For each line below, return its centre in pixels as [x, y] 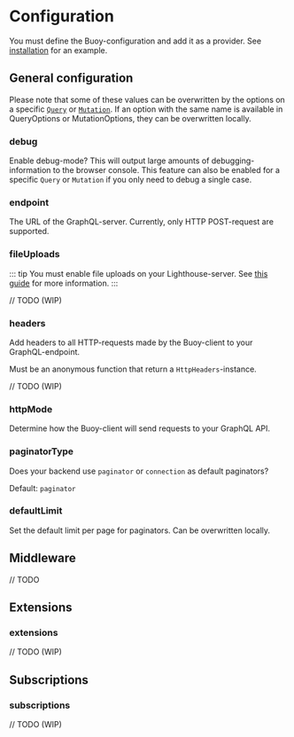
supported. [29, 231]
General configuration [71, 78]
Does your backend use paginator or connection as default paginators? [139, 471]
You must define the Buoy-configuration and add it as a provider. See [135, 41]
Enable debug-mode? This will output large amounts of [109, 161]
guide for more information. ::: [64, 283]
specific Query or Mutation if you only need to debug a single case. [131, 180]
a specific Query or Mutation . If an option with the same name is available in [146, 109]
